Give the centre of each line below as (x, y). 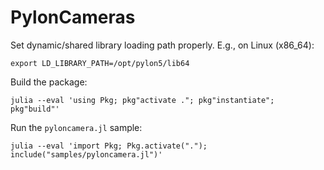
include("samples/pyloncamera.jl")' (86, 154)
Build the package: (49, 82)
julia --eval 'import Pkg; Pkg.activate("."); (109, 146)
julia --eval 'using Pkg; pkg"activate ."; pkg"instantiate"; (142, 100)
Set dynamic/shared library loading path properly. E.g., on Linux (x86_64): (162, 45)
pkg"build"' (35, 109)
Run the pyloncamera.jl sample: (76, 127)
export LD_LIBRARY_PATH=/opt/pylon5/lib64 (100, 63)
